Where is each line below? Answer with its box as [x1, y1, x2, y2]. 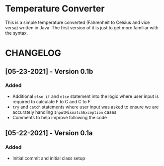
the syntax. [5, 30, 28, 36]
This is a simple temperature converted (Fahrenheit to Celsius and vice [5, 19, 150, 25]
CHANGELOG [5, 48, 61, 59]
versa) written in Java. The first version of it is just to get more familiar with [5, 24, 159, 30]
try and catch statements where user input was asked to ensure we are [12, 104, 159, 110]
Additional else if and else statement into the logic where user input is [12, 93, 159, 99]
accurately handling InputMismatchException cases [12, 109, 117, 115]
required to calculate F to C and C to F [12, 98, 91, 104]
